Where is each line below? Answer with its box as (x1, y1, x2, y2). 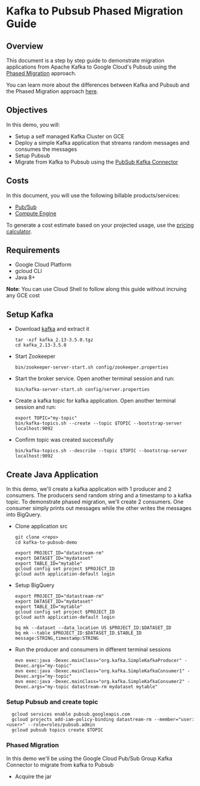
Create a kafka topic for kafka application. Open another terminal (14, 397, 176, 404)
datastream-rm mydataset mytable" (71, 684, 158, 690)
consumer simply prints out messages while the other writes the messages (6, 505, 192, 512)
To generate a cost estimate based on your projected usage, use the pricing (6, 221, 194, 229)
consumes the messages (14, 146, 77, 153)
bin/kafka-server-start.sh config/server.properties (14, 387, 150, 393)
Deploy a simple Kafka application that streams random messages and (14, 139, 190, 146)
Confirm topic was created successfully (14, 436, 114, 443)
